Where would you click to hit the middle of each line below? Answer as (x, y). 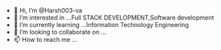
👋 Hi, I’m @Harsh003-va (48, 10)
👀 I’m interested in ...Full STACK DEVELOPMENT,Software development (114, 18)
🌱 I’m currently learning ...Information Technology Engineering (101, 25)
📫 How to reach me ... (45, 40)
